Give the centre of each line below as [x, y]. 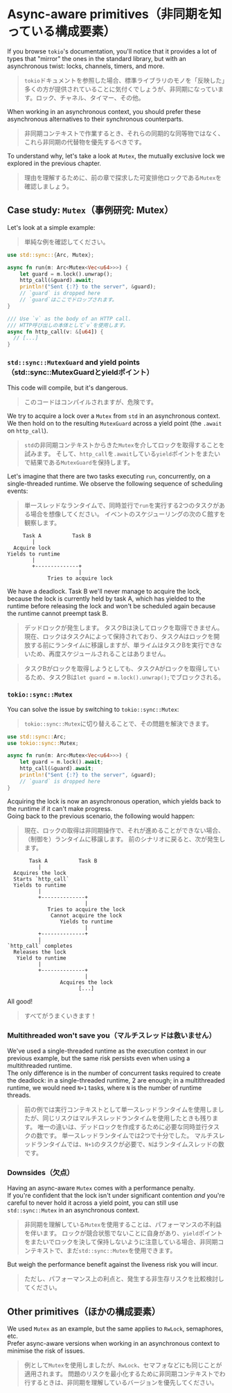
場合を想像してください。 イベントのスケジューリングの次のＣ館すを [128, 514]
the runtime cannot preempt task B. [58, 614]
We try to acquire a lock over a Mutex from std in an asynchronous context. [114, 416]
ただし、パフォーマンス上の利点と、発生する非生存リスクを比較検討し [124, 1279]
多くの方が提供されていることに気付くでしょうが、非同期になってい [121, 89]
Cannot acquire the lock [87, 915]
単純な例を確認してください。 [66, 242]
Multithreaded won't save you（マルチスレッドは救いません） [111, 1035]
